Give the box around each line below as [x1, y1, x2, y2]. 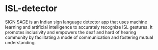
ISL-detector [5, 3, 57, 14]
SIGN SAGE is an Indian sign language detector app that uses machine [5, 19, 147, 25]
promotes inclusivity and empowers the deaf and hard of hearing [5, 29, 136, 35]
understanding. [5, 39, 36, 45]
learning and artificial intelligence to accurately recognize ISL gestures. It [5, 24, 153, 30]
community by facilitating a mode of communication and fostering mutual [5, 34, 154, 40]
